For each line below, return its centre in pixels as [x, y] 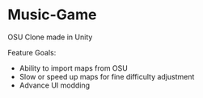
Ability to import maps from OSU [74, 68]
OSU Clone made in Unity [50, 37]
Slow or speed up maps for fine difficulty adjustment [107, 76]
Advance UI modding [55, 85]
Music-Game [52, 15]
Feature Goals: [32, 52]
